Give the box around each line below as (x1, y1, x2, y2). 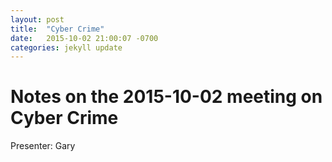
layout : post (10, 14, 65, 25)
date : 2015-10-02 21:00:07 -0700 (10, 33, 159, 43)
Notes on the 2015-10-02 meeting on (10, 86, 323, 108)
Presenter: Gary (10, 140, 76, 152)
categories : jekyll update (10, 42, 123, 53)
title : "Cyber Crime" (10, 24, 105, 34)
